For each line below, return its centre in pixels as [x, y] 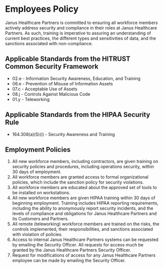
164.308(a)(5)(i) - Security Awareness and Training [63, 134]
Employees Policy [42, 9]
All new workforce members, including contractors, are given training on [85, 161]
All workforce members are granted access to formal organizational [80, 177]
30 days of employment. [37, 172]
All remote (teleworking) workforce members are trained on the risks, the [86, 224]
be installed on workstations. [41, 193]
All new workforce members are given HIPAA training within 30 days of [84, 198]
